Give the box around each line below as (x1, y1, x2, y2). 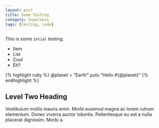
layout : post (5, 7, 33, 13)
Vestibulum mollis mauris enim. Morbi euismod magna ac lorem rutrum (5, 106, 154, 112)
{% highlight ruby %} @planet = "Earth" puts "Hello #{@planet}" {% (5, 72, 148, 78)
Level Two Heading (5, 92, 67, 101)
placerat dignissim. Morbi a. (5, 117, 64, 123)
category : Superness (5, 17, 50, 22)
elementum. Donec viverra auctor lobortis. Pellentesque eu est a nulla (5, 111, 152, 118)
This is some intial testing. (5, 36, 64, 42)
